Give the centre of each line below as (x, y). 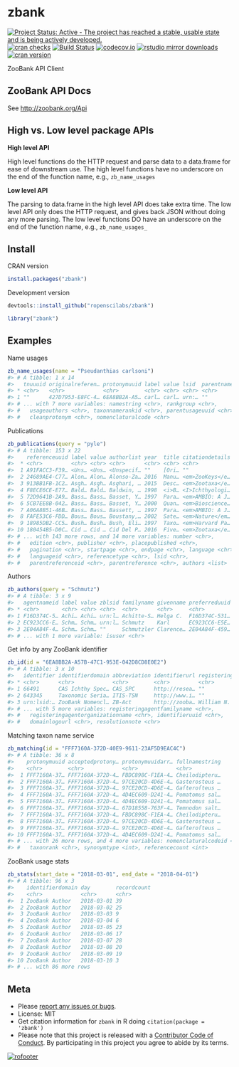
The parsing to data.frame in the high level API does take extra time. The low (119, 204)
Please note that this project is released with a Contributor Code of (115, 1035)
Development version (38, 293)
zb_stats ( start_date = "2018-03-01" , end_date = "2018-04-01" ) (103, 875)
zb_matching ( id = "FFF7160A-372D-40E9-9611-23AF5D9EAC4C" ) (97, 749)
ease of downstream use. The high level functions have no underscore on (116, 169)
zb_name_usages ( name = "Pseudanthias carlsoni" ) (81, 371)
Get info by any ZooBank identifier (58, 649)
